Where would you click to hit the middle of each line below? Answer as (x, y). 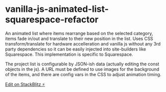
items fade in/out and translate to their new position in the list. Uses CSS (79, 39)
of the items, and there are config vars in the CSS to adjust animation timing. (83, 74)
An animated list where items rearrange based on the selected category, (79, 33)
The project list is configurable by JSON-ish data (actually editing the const (82, 64)
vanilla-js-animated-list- (57, 9)
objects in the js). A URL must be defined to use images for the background (82, 69)
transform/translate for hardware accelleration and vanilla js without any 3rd (83, 44)
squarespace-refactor (52, 20)
